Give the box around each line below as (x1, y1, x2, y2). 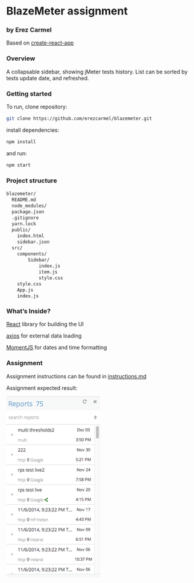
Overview (6, 54, 36, 63)
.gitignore (11, 215, 39, 221)
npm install (6, 138, 36, 145)
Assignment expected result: (6, 384, 78, 392)
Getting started (6, 89, 52, 97)
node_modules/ (11, 203, 47, 209)
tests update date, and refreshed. (6, 74, 89, 82)
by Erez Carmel (6, 26, 52, 34)
